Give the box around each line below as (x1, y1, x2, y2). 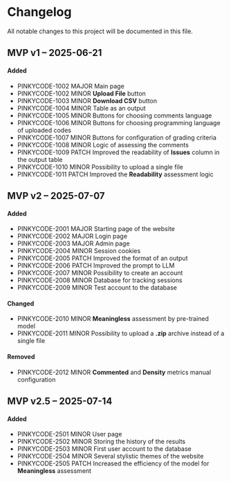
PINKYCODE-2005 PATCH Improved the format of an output (17, 254, 188, 263)
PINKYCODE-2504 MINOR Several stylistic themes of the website (17, 452, 204, 461)
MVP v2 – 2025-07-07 (7, 189, 105, 201)
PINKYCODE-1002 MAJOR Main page (17, 82, 124, 90)
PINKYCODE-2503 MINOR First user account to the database (17, 445, 192, 453)
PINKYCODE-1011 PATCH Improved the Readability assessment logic (17, 170, 214, 178)
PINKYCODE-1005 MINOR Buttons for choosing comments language (17, 111, 212, 120)
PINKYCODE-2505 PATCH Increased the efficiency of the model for (17, 459, 210, 467)
